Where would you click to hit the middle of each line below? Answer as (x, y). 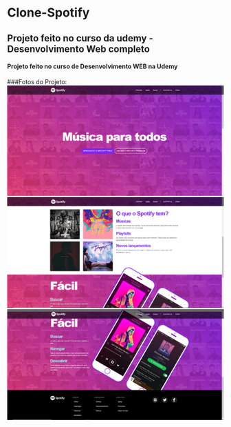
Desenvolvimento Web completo (78, 49)
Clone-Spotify (48, 13)
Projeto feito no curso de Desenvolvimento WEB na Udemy (92, 66)
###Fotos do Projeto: (37, 81)
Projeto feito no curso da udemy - (80, 38)
